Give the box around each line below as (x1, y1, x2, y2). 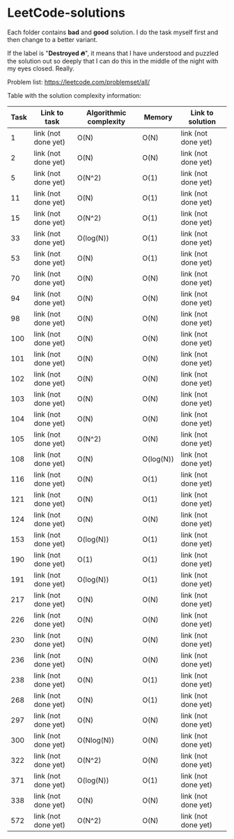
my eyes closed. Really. (7, 64, 75, 73)
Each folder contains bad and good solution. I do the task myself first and (7, 28, 219, 36)
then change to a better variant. (7, 35, 98, 43)
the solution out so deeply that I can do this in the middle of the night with (7, 57, 219, 65)
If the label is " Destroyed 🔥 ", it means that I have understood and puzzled (7, 49, 219, 57)
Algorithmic (86, 108, 127, 117)
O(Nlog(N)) (77, 735, 115, 745)
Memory (143, 112, 173, 122)
